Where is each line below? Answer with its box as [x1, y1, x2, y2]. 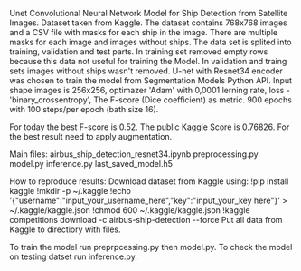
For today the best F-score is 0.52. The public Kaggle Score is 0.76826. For [9, 121, 290, 132]
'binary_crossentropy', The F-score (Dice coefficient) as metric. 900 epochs [9, 94, 292, 105]
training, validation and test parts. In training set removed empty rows [9, 46, 268, 57]
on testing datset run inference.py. [9, 251, 137, 262]
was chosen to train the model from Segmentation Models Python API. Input [9, 75, 292, 85]
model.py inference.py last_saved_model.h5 [9, 159, 174, 169]
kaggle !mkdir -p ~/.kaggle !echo [9, 186, 131, 196]
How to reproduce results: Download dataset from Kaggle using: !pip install [9, 176, 289, 187]
